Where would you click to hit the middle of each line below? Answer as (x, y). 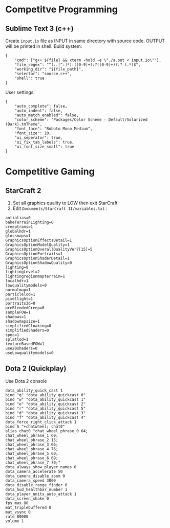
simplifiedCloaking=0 (28, 326)
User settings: (20, 92)
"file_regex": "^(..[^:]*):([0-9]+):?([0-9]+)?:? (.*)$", (78, 65)
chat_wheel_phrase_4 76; (32, 449)
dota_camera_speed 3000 (31, 480)
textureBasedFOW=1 (25, 344)
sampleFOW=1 (18, 312)
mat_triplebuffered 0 (28, 507)
